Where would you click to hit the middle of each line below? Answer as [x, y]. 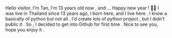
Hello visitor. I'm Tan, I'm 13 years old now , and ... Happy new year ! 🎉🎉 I [82, 8]
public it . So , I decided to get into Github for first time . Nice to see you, [82, 24]
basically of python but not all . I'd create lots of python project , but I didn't [85, 19]
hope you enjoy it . [25, 30]
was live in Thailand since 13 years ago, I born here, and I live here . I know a [86, 13]
